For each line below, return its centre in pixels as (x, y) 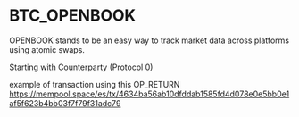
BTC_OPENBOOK (73, 16)
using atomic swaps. (47, 49)
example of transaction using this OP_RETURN (95, 84)
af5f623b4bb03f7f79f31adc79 (65, 103)
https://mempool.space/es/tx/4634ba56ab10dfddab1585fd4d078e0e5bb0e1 (149, 94)
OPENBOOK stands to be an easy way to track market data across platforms (149, 40)
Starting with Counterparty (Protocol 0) (81, 67)
